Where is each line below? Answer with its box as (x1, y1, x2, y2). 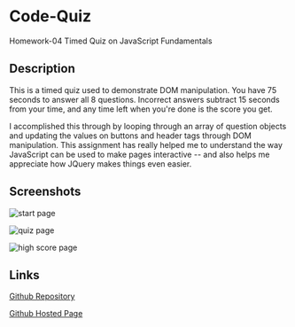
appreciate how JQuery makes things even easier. (9, 158, 192, 169)
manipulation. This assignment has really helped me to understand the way (9, 139, 283, 150)
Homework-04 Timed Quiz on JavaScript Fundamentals (9, 35, 213, 46)
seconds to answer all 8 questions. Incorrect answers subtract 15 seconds (9, 94, 281, 105)
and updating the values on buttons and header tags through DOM (9, 130, 252, 141)
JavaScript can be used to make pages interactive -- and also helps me (9, 149, 270, 160)
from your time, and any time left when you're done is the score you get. (9, 104, 273, 114)
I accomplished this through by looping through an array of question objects (9, 121, 287, 131)
